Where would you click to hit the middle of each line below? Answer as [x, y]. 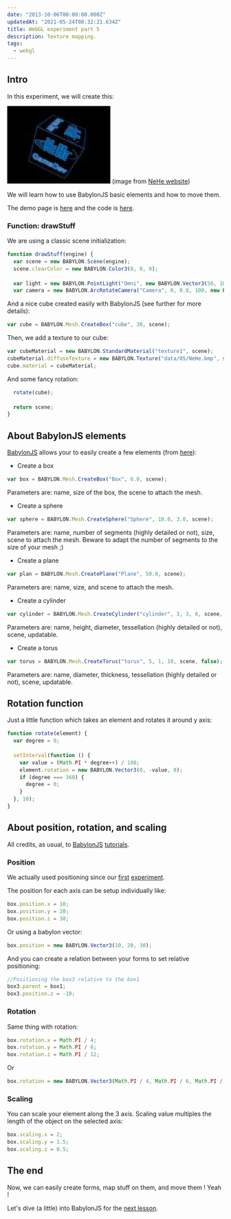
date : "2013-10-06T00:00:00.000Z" [57, 14]
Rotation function [45, 703]
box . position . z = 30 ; [38, 918]
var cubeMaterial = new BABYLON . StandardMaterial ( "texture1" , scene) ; [110, 352]
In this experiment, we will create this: [61, 96]
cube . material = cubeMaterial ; [52, 365]
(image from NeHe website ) [151, 181]
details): [19, 311]
